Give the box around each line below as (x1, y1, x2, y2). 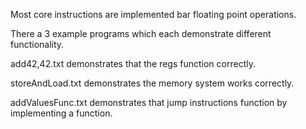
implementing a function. (10, 107, 113, 119)
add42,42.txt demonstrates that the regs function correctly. (10, 58, 256, 69)
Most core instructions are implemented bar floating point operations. (10, 9, 297, 20)
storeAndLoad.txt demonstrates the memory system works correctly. (10, 77, 295, 89)
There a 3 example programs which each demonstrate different (10, 28, 272, 39)
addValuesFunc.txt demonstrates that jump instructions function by (10, 97, 288, 108)
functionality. (10, 39, 65, 50)
